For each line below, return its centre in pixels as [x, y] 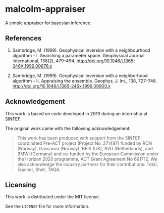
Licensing [21, 185]
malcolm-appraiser [45, 9]
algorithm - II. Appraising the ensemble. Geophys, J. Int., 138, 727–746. [84, 81]
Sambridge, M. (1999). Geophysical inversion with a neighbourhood [81, 50]
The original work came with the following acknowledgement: [68, 128]
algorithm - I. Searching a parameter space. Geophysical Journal [78, 55]
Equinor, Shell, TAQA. [39, 170]
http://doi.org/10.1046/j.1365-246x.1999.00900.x [61, 86]
